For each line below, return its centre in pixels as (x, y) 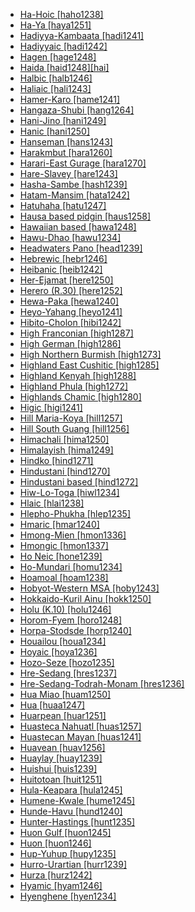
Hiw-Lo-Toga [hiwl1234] (69, 492)
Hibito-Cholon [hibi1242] (70, 322)
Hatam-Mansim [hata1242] (74, 195)
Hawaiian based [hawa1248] (78, 227)
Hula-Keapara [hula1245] (71, 790)
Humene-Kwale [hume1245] (77, 800)
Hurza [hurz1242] (56, 875)
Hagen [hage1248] (58, 57)
